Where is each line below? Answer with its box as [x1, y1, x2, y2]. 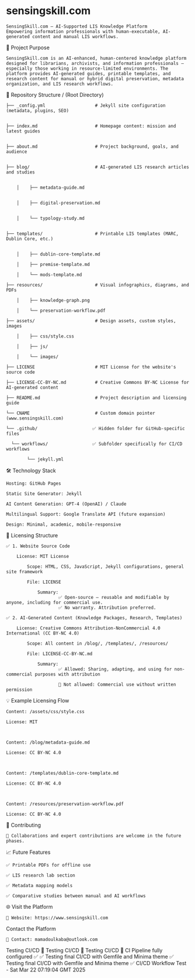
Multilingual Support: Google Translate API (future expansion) [6, 511, 166, 517]
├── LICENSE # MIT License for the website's [6, 364, 176, 370]
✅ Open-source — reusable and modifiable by [58, 594, 169, 600]
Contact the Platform [6, 925, 57, 932]
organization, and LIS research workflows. [6, 81, 114, 87]
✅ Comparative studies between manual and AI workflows [6, 892, 146, 899]
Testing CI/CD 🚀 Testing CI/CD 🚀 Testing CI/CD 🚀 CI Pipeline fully [6, 946, 163, 953]
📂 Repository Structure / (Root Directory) [6, 91, 104, 98]
